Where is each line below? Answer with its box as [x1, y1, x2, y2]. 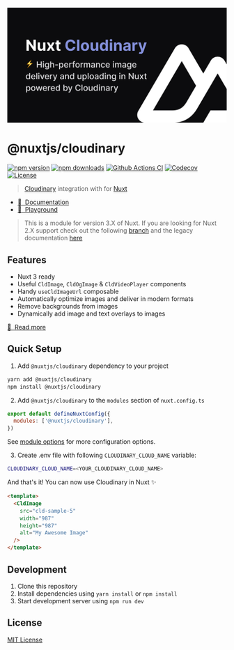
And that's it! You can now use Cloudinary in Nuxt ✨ [7, 478, 157, 486]
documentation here [24, 234, 83, 242]
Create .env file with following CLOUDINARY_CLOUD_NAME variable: [17, 451, 197, 460]
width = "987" [19, 515, 54, 522]
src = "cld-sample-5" [19, 507, 77, 514]
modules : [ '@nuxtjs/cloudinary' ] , [13, 417, 114, 425]
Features [7, 254, 47, 265]
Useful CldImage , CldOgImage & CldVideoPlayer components [17, 280, 187, 288]
